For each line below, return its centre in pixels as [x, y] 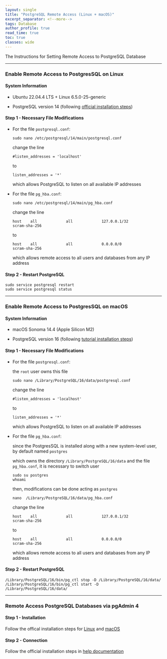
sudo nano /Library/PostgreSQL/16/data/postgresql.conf [71, 380]
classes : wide [20, 42]
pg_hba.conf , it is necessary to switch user [56, 466]
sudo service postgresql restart [40, 285]
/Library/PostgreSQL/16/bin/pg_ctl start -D [52, 584]
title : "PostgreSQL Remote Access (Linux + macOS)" [60, 14]
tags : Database [21, 24]
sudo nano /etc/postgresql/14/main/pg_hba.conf [62, 203]
